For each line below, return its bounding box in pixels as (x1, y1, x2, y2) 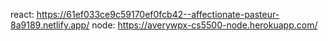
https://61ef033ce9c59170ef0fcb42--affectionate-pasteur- (36, 9, 280, 20)
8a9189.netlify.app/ (10, 19, 90, 31)
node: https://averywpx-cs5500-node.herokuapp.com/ (91, 19, 318, 31)
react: (10, 9, 35, 20)
